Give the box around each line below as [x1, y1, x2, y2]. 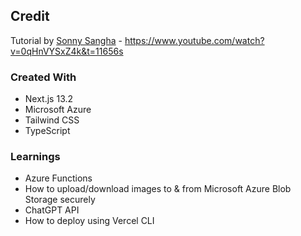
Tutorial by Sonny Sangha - [10, 34, 123, 46]
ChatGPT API [24, 204, 80, 216]
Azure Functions [24, 172, 93, 184]
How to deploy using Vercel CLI [24, 215, 155, 227]
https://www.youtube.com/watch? [124, 34, 265, 46]
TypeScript [24, 125, 71, 137]
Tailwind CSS [24, 114, 80, 126]
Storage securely [24, 194, 96, 206]
